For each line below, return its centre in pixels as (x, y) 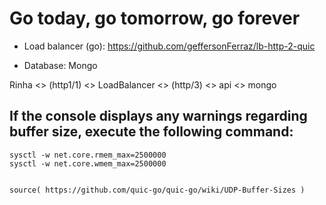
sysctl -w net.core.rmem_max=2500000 (88, 155)
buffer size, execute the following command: (151, 132)
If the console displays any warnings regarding (158, 116)
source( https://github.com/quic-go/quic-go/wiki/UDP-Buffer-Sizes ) (157, 190)
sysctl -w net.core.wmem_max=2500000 (88, 163)
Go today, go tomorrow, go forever (155, 18)
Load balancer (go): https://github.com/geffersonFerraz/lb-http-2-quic (169, 46)
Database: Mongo (60, 65)
